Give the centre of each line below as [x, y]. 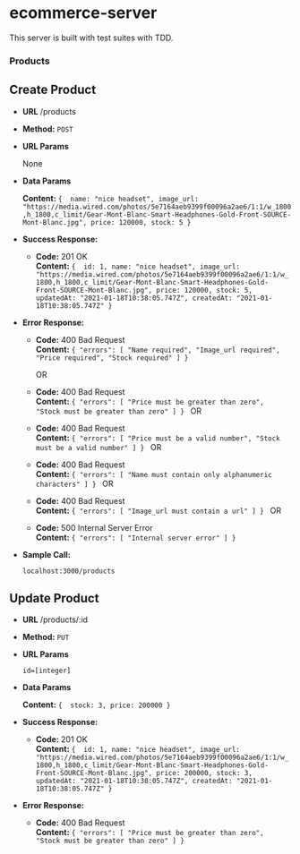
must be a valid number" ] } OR [99, 447]
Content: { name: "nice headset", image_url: [110, 198]
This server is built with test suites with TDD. [91, 38]
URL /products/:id [55, 619]
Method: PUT [46, 637]
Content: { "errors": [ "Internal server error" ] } [136, 537]
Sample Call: [46, 554]
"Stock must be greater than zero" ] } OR [119, 411]
